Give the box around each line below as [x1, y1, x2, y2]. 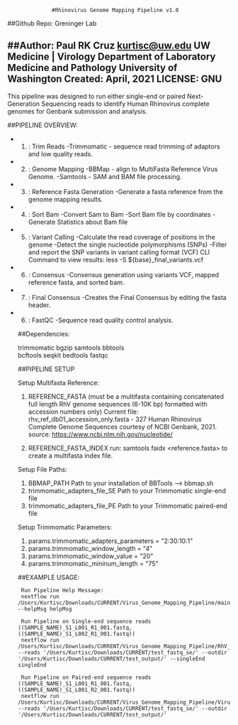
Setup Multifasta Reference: [17, 378, 100, 387]
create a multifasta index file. [28, 451, 113, 460]
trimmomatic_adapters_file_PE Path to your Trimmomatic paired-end [28, 501, 228, 510]
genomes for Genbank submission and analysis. [7, 107, 147, 115]
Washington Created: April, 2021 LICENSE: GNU [7, 73, 222, 85]
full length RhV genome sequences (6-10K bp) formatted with [28, 399, 208, 408]
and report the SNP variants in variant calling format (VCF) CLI [28, 247, 210, 256]
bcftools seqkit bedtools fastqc [17, 350, 108, 359]
